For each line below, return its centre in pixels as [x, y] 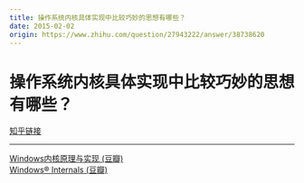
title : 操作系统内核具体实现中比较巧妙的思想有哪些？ [98, 18]
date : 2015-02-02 [42, 26]
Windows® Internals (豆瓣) [59, 170]
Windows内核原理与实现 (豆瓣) [66, 159]
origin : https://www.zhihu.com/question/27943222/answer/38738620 [137, 34]
